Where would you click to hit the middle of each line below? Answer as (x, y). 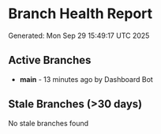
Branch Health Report (80, 14)
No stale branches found (49, 123)
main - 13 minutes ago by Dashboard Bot (86, 79)
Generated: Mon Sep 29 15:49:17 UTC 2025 (79, 35)
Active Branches (50, 60)
